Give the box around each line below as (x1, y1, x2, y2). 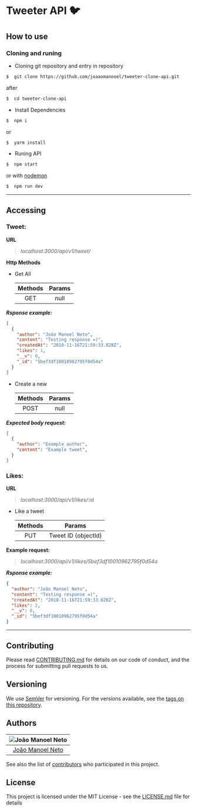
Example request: (6, 546, 50, 554)
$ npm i (6, 117, 28, 123)
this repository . (6, 701, 43, 708)
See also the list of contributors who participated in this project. (6, 761, 160, 768)
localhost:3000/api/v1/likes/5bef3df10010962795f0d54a (20, 558, 158, 565)
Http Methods (6, 259, 41, 266)
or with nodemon (6, 172, 47, 179)
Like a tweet (14, 508, 45, 515)
